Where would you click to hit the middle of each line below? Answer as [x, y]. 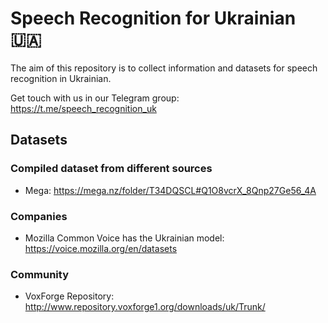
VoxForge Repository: [69, 296]
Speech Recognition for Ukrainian [153, 18]
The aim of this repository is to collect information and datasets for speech [164, 68]
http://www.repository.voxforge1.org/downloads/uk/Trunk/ [145, 307]
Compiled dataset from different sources [111, 169]
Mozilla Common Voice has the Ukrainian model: [124, 238]
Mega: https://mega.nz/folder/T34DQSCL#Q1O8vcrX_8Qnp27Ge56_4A [170, 190]
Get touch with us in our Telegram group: [95, 98]
